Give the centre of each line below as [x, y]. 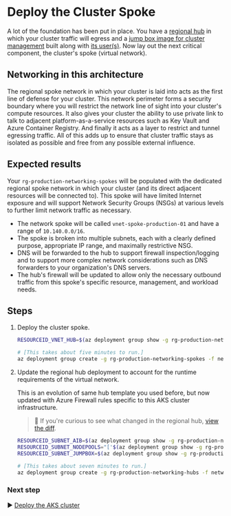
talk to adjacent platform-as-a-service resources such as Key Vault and [108, 121]
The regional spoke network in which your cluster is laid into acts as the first [115, 91]
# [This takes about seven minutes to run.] [82, 466]
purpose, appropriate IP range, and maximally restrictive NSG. [105, 245]
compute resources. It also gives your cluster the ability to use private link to [115, 113]
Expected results [44, 164]
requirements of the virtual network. [68, 379]
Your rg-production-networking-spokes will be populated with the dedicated [114, 180]
